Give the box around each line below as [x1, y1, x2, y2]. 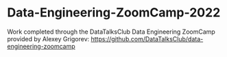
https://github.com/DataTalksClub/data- [91, 34, 204, 43]
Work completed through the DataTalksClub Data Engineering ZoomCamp [7, 27, 216, 36]
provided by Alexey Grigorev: [7, 34, 90, 43]
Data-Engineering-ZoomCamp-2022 [7, 5, 221, 21]
